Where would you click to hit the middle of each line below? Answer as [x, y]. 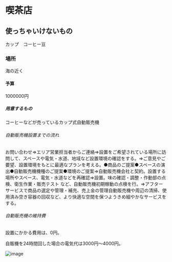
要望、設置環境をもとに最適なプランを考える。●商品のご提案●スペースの [83, 165]
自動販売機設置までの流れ [32, 135]
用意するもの [19, 108]
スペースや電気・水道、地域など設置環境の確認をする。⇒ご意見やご [94, 158]
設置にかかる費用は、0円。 [34, 232]
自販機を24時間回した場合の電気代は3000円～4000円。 [64, 243]
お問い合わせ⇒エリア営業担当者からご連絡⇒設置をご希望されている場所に [84, 152]
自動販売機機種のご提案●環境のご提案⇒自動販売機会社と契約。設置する [90, 171]
